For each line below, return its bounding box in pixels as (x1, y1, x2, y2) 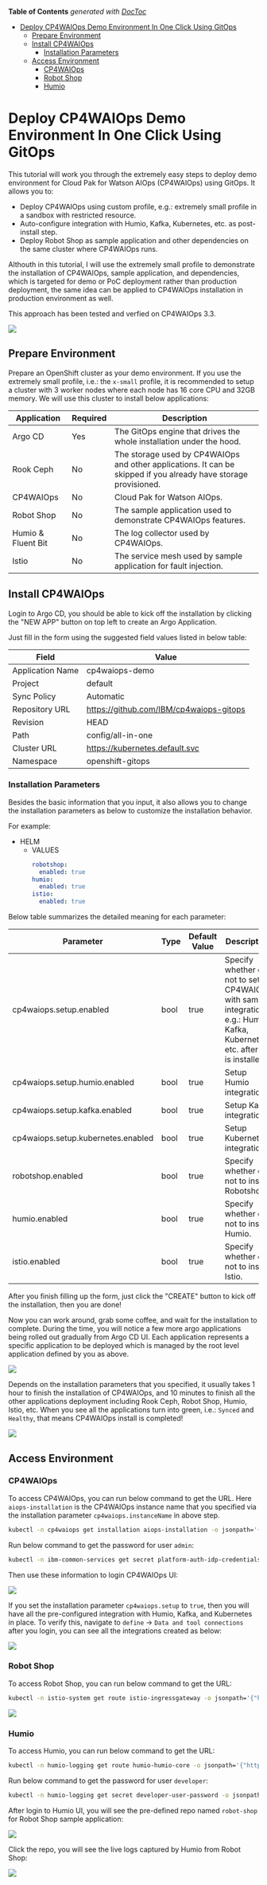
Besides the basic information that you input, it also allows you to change (8, 797, 248, 807)
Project (12, 677, 40, 688)
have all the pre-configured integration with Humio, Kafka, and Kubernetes (8, 1609, 253, 1618)
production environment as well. (8, 293, 114, 303)
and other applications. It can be (114, 458, 235, 469)
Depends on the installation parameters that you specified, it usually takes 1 (8, 1380, 256, 1389)
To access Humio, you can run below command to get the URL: (8, 1746, 215, 1756)
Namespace (12, 755, 58, 766)
